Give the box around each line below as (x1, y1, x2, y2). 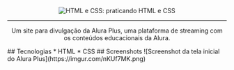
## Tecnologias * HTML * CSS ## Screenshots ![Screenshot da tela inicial (7, 47, 220, 55)
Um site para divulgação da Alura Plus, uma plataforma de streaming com (11, 26, 223, 35)
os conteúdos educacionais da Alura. (63, 34, 171, 42)
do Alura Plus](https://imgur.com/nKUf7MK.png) (7, 55, 146, 62)
